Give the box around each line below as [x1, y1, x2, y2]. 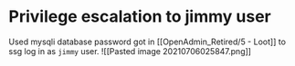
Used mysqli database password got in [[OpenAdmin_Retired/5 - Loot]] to [8, 36, 287, 47]
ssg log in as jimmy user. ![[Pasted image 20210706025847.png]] [8, 45, 252, 56]
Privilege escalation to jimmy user [8, 6, 271, 27]
